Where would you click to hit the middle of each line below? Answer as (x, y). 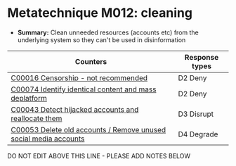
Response (202, 57)
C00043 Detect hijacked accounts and (75, 109)
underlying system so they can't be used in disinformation (101, 39)
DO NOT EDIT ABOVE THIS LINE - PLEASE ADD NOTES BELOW (99, 155)
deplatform (29, 98)
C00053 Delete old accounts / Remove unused (88, 129)
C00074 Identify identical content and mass (84, 89)
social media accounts (48, 139)
